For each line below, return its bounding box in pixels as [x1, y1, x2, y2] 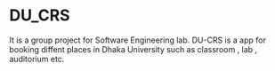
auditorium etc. [9, 53, 65, 64]
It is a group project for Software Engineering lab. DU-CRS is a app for [9, 35, 267, 45]
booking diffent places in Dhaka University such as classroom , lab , [9, 43, 258, 54]
